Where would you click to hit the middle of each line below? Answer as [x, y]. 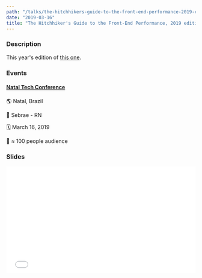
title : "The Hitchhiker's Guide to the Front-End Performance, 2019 [94, 23]
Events [17, 73]
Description [24, 44]
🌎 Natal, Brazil [25, 101]
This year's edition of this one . [44, 57]
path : [13, 12]
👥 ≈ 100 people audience [37, 141]
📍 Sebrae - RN [24, 115]
